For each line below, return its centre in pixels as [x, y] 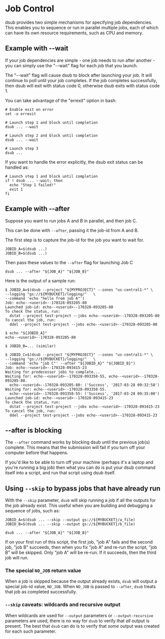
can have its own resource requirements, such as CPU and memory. [74, 33]
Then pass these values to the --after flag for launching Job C [69, 262]
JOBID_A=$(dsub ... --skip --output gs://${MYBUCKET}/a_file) [70, 520]
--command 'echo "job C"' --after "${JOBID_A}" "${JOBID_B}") [70, 363]
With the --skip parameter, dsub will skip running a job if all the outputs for [81, 501]
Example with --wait [37, 48]
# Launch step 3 [22, 148]
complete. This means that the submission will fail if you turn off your [75, 448]
